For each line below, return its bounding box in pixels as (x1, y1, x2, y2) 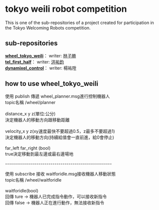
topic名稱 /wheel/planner (5, 99, 56, 105)
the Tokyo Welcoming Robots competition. (5, 25, 91, 30)
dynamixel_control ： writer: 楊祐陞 (5, 65, 77, 71)
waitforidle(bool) (5, 187, 39, 193)
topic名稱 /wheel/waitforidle (5, 177, 62, 183)
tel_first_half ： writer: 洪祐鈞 (5, 59, 64, 65)
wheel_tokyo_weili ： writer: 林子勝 (5, 52, 76, 58)
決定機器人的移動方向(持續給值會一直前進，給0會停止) (5, 134, 114, 140)
